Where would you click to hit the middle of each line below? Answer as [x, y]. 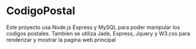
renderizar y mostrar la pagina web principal [61, 40]
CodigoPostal [41, 11]
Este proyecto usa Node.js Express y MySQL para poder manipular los [93, 27]
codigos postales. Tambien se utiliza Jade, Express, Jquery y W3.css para [98, 33]
